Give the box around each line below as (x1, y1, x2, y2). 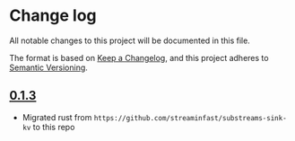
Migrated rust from (22, 111, 92, 122)
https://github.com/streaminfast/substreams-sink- (93, 113, 287, 122)
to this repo (32, 121, 75, 132)
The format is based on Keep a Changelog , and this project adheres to (9, 52, 269, 63)
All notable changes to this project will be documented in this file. (9, 35, 251, 46)
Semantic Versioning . (9, 62, 88, 73)
